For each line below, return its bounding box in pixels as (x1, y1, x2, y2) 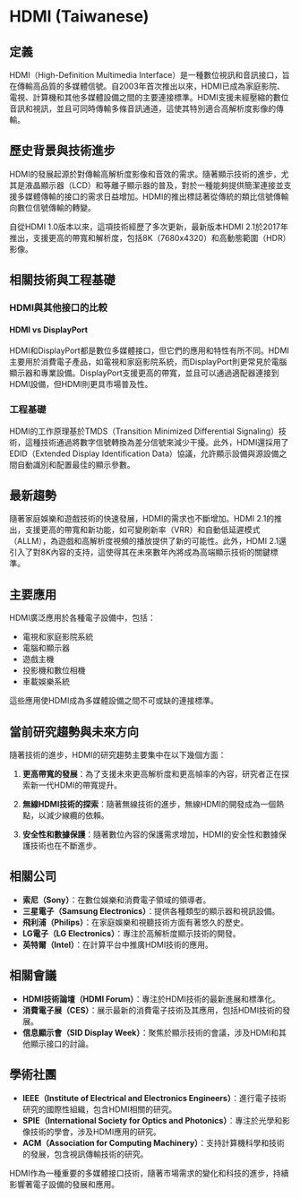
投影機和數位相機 (21, 665, 86, 676)
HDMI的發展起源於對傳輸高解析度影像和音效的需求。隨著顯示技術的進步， (9, 168, 281, 179)
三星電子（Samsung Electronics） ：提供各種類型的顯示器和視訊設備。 (21, 905, 280, 916)
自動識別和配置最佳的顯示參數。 (16, 459, 135, 470)
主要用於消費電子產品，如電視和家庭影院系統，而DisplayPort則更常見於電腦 (9, 357, 287, 367)
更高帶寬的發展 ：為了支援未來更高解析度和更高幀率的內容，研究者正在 (21, 769, 282, 780)
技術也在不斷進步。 (30, 840, 101, 851)
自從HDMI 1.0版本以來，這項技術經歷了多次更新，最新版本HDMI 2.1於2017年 (9, 221, 288, 232)
